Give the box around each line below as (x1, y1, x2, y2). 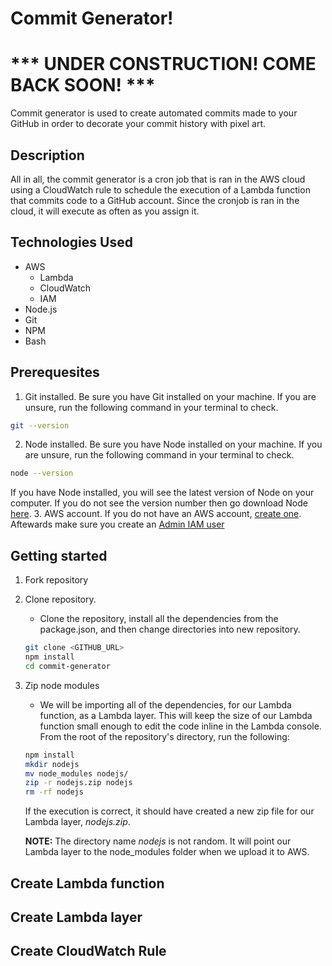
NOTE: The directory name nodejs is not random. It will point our (24, 835, 292, 847)
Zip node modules (24, 679, 100, 691)
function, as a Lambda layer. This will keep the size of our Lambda (39, 709, 313, 721)
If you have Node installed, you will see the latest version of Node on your (10, 487, 315, 499)
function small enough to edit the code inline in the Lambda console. (39, 720, 322, 732)
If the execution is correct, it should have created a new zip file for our (24, 805, 315, 817)
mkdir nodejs (24, 759, 80, 769)
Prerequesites (10, 364, 100, 381)
